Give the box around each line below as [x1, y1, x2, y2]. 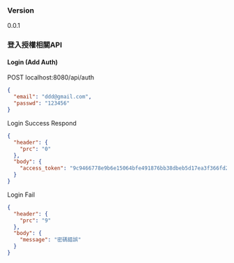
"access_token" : [19, 165, 68, 172]
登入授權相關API [7, 40, 63, 50]
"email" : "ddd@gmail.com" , [13, 93, 92, 100]
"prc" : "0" [19, 145, 52, 152]
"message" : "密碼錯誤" [19, 236, 81, 243]
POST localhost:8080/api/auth [7, 73, 95, 82]
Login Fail [7, 190, 36, 199]
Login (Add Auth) [7, 58, 58, 66]
